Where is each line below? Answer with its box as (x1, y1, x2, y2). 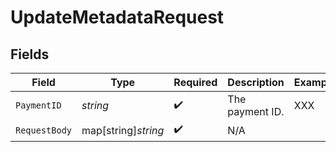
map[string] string (81, 123, 165, 137)
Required (173, 76, 218, 89)
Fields (10, 46, 50, 63)
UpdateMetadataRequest (10, 6, 225, 29)
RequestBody (15, 124, 73, 136)
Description (227, 76, 285, 89)
